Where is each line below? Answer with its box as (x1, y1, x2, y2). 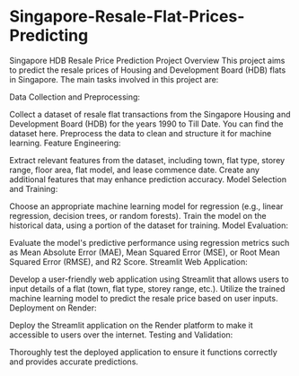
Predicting (9, 25, 89, 46)
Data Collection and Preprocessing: (9, 92, 141, 102)
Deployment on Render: (9, 302, 97, 313)
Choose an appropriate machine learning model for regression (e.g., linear (9, 200, 284, 212)
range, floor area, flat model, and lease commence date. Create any (9, 164, 260, 175)
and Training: (9, 183, 58, 194)
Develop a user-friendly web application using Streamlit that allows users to (9, 274, 289, 284)
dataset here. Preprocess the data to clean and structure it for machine (9, 127, 272, 138)
